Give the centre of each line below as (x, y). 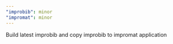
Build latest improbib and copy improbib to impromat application (86, 34)
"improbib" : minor (29, 12)
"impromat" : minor (29, 17)
